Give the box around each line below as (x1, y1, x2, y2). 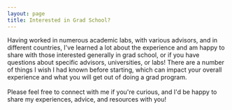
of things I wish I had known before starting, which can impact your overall (7, 65, 222, 74)
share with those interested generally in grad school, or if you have (7, 50, 200, 59)
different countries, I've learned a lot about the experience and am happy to (7, 43, 225, 52)
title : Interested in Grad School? (7, 17, 111, 24)
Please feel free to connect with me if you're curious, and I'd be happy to (7, 88, 217, 96)
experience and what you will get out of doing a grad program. (7, 72, 187, 81)
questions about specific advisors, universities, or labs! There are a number (7, 58, 225, 66)
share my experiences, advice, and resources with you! (7, 95, 166, 103)
